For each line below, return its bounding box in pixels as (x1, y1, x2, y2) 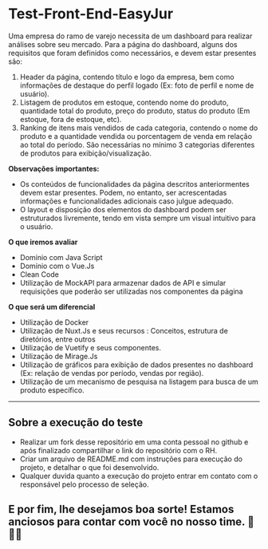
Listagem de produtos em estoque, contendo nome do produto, (19, 97, 229, 107)
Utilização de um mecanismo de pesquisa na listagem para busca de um (19, 377, 259, 386)
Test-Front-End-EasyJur (8, 5, 174, 23)
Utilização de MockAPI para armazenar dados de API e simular (19, 278, 227, 287)
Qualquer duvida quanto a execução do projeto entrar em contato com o (19, 471, 258, 480)
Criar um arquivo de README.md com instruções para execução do (19, 454, 243, 464)
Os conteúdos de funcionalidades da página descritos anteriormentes (19, 179, 250, 188)
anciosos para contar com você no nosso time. (8, 515, 246, 529)
